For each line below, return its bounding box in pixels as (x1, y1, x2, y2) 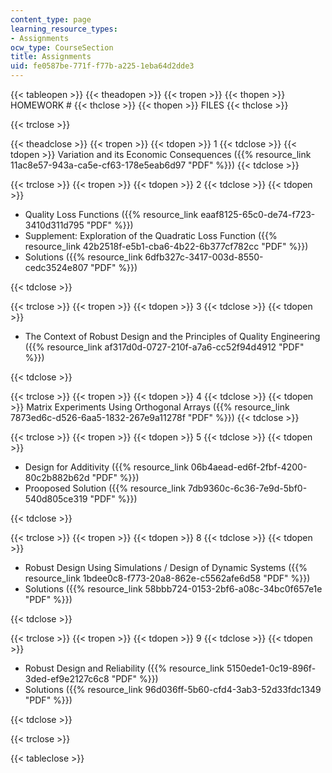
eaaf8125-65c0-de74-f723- (200, 209, 316, 220)
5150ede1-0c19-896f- (226, 662, 317, 674)
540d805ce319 (24, 493, 88, 505)
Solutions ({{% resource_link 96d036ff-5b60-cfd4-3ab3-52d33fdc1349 (24, 684, 322, 695)
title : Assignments (10, 52, 92, 62)
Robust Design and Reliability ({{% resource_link (24, 662, 225, 674)
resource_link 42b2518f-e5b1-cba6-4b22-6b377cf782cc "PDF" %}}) (24, 241, 309, 252)
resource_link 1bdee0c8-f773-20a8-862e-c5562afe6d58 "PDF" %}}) (24, 572, 311, 584)
